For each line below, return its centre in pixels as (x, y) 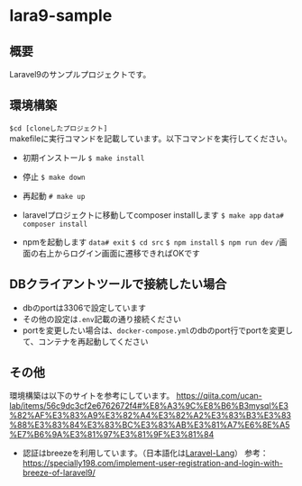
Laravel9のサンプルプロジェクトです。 (80, 74)
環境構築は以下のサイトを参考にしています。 (92, 396)
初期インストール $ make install (83, 157)
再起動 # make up (54, 195)
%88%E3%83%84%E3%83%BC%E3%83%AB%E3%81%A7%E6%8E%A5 (150, 425)
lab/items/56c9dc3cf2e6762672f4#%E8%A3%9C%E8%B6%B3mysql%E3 (149, 406)
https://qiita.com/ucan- (220, 396)
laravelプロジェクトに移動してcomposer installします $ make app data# (153, 215)
